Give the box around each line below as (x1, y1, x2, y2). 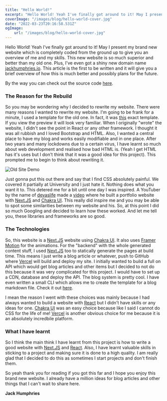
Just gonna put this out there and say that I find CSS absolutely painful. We (5, 176, 159, 182)
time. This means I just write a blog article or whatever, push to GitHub (5, 253, 149, 259)
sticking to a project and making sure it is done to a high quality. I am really (5, 350, 158, 356)
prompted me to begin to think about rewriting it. (5, 157, 104, 163)
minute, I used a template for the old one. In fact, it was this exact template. (5, 115, 159, 121)
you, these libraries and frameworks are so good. (5, 213, 106, 219)
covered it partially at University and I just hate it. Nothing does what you (5, 181, 154, 187)
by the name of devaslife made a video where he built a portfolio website (5, 192, 155, 198)
